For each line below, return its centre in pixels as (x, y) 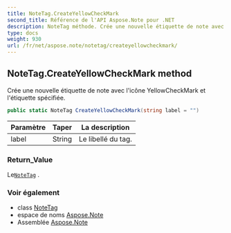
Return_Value (30, 160)
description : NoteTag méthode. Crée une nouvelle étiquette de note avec (116, 26)
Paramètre (28, 127)
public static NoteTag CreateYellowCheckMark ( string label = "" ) (103, 110)
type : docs (23, 33)
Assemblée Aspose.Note (53, 223)
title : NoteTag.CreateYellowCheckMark (63, 13)
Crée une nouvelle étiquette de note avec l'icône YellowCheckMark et (107, 90)
